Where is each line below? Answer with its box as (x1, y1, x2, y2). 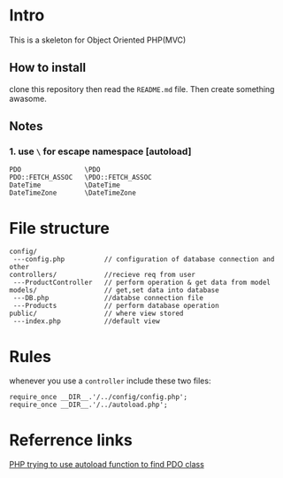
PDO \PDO (9, 166, 101, 174)
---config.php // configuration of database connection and (12, 255, 275, 264)
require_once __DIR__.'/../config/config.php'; (9, 393, 188, 402)
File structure (9, 218, 111, 238)
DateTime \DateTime (9, 181, 121, 190)
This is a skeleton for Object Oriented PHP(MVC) (9, 35, 187, 45)
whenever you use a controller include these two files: (9, 375, 211, 386)
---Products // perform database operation (12, 302, 219, 311)
